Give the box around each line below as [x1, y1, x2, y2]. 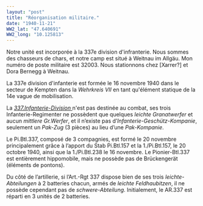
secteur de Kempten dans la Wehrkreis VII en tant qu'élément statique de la [6, 86, 196, 93]
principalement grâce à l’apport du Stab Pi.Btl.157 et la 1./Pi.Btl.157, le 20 [6, 142, 186, 149]
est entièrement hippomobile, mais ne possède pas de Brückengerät [6, 155, 178, 162]
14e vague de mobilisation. [6, 93, 74, 100]
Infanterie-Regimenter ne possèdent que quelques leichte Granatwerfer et [6, 111, 193, 118]
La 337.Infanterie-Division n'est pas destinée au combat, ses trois [6, 104, 171, 112]
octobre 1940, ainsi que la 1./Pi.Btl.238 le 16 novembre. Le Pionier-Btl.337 [6, 149, 190, 156]
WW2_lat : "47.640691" [6, 26, 62, 32]
